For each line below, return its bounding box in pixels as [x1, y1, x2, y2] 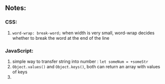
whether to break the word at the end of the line [12, 35, 110, 41]
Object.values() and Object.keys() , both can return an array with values [12, 63, 161, 69]
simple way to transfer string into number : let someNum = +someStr [12, 58, 149, 64]
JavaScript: [5, 47, 33, 54]
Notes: [5, 4, 26, 12]
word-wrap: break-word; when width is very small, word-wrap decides [12, 29, 155, 36]
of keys [12, 69, 28, 75]
